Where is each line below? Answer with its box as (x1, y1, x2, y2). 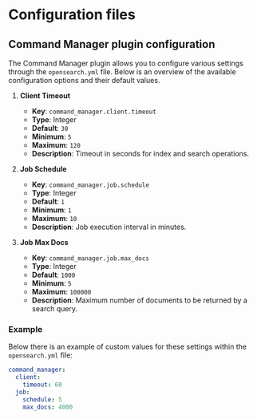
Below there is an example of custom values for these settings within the (8, 342, 247, 352)
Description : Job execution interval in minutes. (31, 222, 187, 231)
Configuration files (8, 6, 136, 24)
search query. (31, 304, 78, 313)
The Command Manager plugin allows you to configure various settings (8, 58, 243, 68)
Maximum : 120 (31, 140, 81, 149)
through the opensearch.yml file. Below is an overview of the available (8, 67, 237, 77)
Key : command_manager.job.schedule (31, 180, 150, 189)
